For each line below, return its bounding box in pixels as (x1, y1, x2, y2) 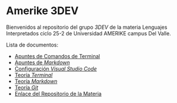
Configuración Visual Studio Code (14, 65, 97, 72)
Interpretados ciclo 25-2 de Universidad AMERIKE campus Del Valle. (6, 29, 171, 36)
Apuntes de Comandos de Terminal (14, 52, 100, 59)
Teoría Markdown (14, 78, 57, 85)
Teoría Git (14, 84, 39, 91)
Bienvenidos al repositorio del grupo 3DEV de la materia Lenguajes (6, 24, 168, 31)
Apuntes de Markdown (14, 59, 70, 66)
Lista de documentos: (6, 41, 59, 48)
